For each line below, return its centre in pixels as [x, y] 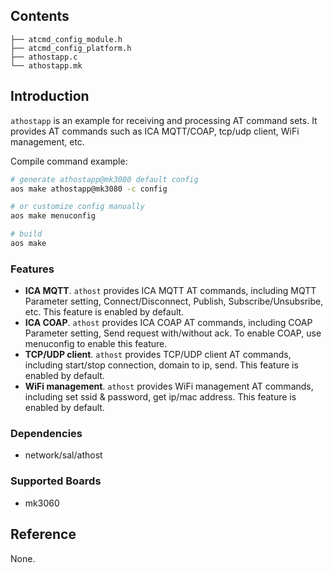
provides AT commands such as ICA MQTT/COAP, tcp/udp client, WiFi [155, 131]
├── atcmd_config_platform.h [71, 48]
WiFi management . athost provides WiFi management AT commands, [169, 386]
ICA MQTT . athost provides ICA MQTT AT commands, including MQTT [170, 291]
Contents [40, 16]
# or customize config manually [77, 207]
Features [32, 269]
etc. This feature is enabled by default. [104, 312]
